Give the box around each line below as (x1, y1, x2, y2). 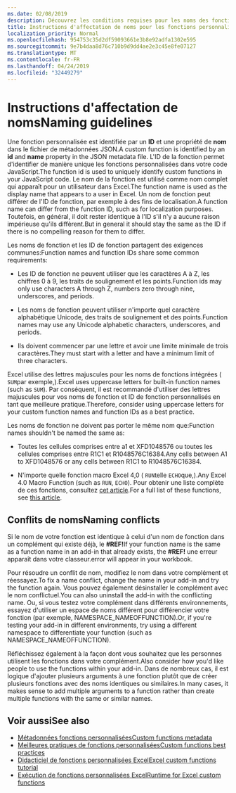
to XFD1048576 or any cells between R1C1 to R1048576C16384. (17, 457, 202, 466)
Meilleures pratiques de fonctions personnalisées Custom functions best (17, 741, 226, 749)
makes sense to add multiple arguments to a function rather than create (7, 687, 215, 695)
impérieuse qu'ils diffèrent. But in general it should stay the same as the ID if (7, 220, 226, 229)
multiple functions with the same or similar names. (7, 694, 153, 703)
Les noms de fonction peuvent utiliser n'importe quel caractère (17, 305, 200, 314)
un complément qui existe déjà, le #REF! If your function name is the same (7, 540, 221, 549)
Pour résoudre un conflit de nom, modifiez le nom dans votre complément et (7, 569, 228, 577)
